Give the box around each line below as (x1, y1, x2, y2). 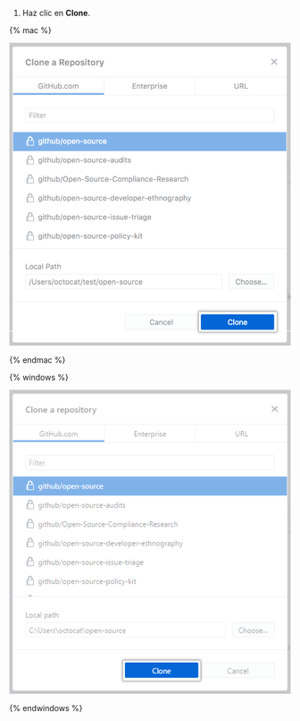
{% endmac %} (9, 355, 66, 365)
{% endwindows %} (9, 702, 83, 713)
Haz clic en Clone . (21, 8, 91, 18)
